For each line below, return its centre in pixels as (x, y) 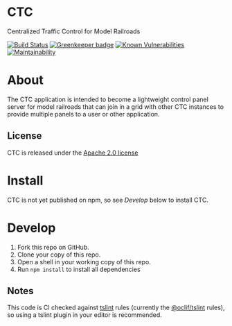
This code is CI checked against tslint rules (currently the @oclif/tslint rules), (116, 308)
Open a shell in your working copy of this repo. (84, 261)
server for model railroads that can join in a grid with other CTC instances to (115, 106)
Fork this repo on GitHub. (53, 247)
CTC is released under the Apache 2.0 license (73, 153)
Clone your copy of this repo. (59, 255)
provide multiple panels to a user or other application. (83, 114)
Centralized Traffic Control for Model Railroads (74, 31)
